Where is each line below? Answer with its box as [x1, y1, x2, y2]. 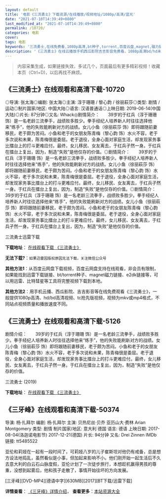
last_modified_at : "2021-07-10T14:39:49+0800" [5, 21, 103, 26]
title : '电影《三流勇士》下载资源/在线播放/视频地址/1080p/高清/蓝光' [5, 12, 136, 17]
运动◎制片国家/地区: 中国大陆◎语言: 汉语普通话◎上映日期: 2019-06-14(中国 [5, 105, 161, 112]
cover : [5, 35, 19, 40]
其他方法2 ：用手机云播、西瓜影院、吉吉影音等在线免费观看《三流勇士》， [5, 288, 153, 294]
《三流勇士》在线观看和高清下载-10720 [5, 85, 125, 93]
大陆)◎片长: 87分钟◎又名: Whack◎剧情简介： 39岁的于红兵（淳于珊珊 [5, 112, 157, 118]
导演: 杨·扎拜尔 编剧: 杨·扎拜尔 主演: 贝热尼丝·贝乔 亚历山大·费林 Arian [5, 419, 146, 425]
